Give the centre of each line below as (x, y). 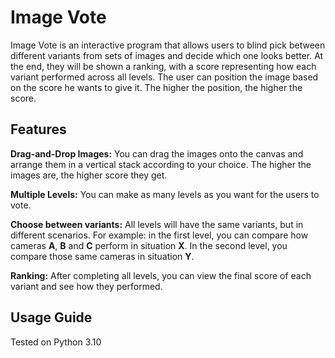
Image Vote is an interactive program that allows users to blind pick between (168, 45)
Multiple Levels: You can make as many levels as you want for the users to (165, 194)
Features (38, 129)
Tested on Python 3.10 (56, 342)
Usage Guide (51, 317)
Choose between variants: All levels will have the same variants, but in (157, 224)
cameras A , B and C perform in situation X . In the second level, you (149, 245)
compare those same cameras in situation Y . (102, 256)
